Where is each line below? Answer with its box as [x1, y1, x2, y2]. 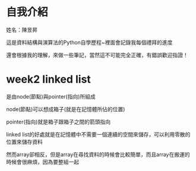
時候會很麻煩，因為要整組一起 [6, 158, 79, 165]
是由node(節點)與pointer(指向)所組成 [6, 93, 96, 100]
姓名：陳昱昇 [6, 26, 37, 33]
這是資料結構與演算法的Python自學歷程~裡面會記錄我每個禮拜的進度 [6, 39, 173, 46]
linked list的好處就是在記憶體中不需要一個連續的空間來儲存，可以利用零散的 [6, 131, 191, 138]
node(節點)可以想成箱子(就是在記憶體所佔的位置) [6, 105, 125, 113]
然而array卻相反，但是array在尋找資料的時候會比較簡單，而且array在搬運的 [6, 151, 190, 158]
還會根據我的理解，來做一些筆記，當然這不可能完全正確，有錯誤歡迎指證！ [6, 51, 188, 58]
